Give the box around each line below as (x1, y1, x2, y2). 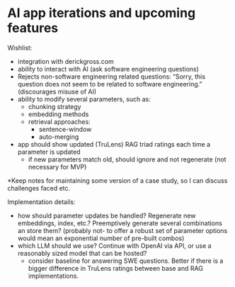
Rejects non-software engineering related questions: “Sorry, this (17, 72, 206, 81)
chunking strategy (28, 102, 81, 111)
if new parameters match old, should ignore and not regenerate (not (28, 154, 227, 164)
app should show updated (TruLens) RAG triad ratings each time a (17, 140, 211, 148)
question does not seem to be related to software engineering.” (17, 79, 202, 88)
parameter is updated (17, 147, 81, 156)
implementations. (28, 271, 79, 280)
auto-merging (38, 133, 79, 141)
